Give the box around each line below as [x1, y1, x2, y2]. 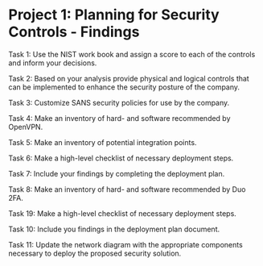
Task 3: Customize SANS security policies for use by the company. [8, 98, 230, 107]
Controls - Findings [8, 23, 140, 41]
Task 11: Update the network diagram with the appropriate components [8, 239, 243, 249]
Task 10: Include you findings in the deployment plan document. [8, 224, 220, 234]
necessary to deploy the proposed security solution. [8, 248, 182, 258]
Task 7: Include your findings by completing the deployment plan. [8, 168, 225, 178]
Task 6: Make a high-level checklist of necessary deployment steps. [8, 153, 234, 163]
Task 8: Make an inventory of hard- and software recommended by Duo [8, 184, 246, 194]
